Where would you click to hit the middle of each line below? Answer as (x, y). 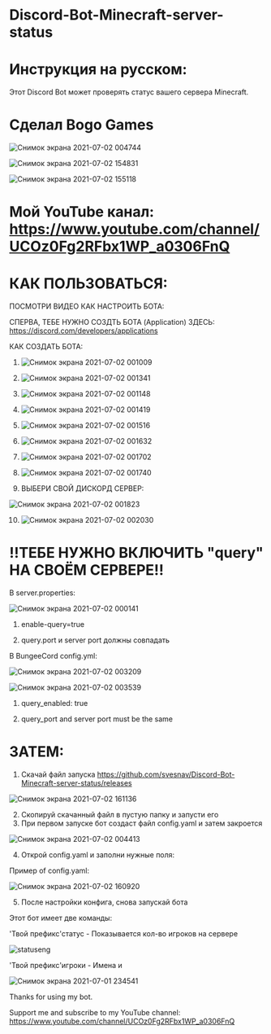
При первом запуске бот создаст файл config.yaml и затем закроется (142, 823)
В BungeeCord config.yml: (54, 656)
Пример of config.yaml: (49, 871)
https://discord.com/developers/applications (84, 331)
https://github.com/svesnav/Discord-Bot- (166, 774)
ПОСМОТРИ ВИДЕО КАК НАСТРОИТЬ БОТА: (87, 306)
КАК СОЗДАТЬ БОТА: (46, 347)
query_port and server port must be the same (97, 719)
